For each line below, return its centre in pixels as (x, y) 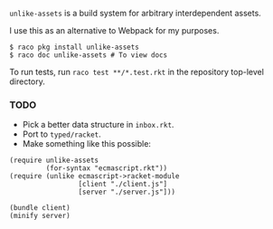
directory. (27, 81)
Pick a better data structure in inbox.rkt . (98, 125)
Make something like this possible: (87, 144)
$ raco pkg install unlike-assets (75, 47)
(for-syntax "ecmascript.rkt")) (107, 168)
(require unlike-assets (54, 161)
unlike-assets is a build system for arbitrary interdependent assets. (136, 13)
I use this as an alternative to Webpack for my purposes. (114, 30)
